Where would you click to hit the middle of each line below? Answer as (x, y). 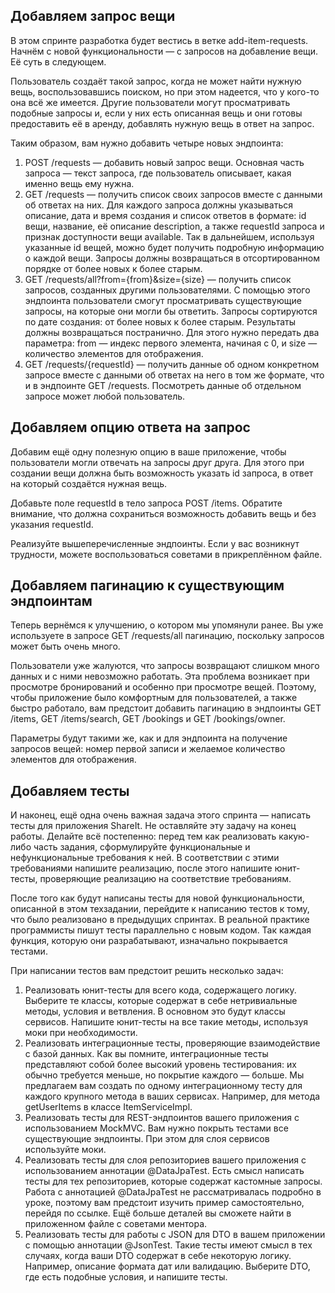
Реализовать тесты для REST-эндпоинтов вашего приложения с (162, 1118)
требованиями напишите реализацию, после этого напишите (141, 868)
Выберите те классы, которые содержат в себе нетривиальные (161, 1001)
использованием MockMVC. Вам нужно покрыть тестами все (156, 1128)
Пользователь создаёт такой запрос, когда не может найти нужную (156, 81)
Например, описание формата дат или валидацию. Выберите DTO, (167, 1266)
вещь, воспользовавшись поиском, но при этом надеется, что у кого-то (165, 91)
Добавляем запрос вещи (93, 16)
